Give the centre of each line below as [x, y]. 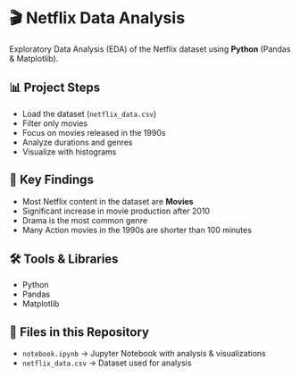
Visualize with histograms [69, 151]
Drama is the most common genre [85, 220]
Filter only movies [54, 123]
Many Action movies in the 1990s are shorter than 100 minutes [137, 230]
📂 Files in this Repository [79, 332]
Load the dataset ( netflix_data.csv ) [89, 113]
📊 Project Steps [55, 88]
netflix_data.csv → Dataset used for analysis [107, 363]
